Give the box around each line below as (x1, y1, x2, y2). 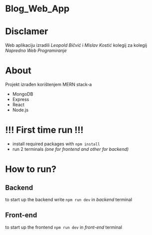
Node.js (12, 107, 29, 113)
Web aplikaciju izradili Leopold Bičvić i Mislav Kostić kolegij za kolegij (5, 42, 147, 48)
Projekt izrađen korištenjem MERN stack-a (5, 82, 92, 88)
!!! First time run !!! (5, 124, 84, 136)
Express (12, 97, 29, 103)
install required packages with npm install (12, 141, 100, 147)
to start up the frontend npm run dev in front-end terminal (5, 224, 122, 230)
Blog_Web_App (5, 3, 70, 14)
